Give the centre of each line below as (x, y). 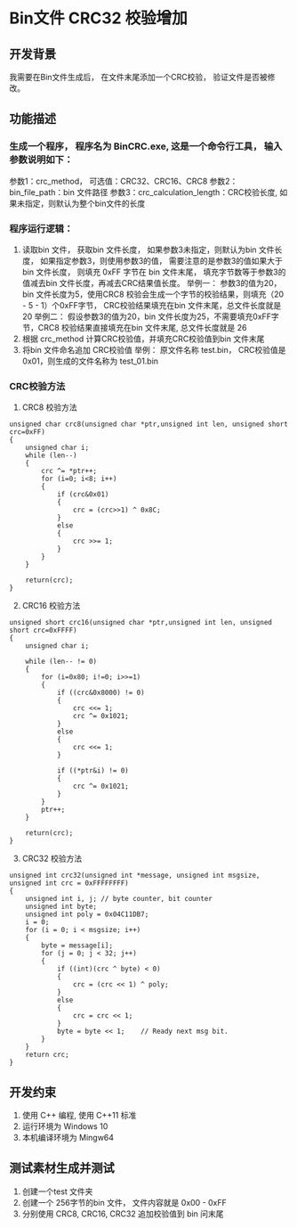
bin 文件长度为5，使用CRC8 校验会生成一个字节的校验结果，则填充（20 (153, 294)
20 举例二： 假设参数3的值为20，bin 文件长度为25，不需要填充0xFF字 (151, 316)
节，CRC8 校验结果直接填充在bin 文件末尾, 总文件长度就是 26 (134, 327)
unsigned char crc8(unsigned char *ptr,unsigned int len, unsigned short (149, 424)
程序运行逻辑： (41, 228)
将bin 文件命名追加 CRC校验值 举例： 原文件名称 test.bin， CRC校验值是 (154, 349)
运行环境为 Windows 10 (65, 1126)
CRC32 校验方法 (52, 859)
